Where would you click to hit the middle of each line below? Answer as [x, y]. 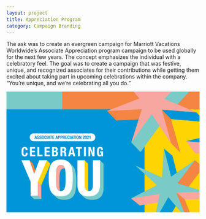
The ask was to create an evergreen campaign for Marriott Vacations [93, 44]
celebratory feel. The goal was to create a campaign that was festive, [94, 64]
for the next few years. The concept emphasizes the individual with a [93, 57]
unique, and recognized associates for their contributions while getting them [103, 70]
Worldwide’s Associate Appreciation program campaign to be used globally [101, 51]
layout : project [27, 13]
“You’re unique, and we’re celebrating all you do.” [69, 83]
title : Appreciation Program [44, 19]
